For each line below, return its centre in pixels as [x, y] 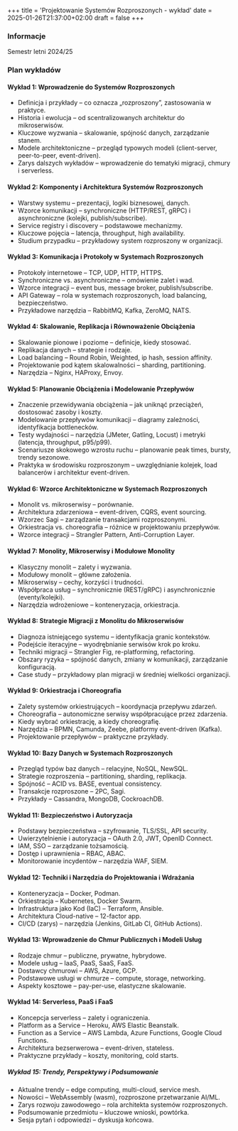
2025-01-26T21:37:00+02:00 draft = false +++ [76, 18]
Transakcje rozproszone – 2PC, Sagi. [71, 791]
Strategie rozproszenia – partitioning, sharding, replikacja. [102, 776]
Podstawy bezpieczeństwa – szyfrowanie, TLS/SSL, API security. [113, 831]
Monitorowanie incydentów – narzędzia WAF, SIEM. [93, 861]
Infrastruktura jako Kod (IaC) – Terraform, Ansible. [91, 908]
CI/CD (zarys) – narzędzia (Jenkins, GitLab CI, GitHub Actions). [110, 924]
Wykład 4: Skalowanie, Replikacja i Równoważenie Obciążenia [101, 327]
